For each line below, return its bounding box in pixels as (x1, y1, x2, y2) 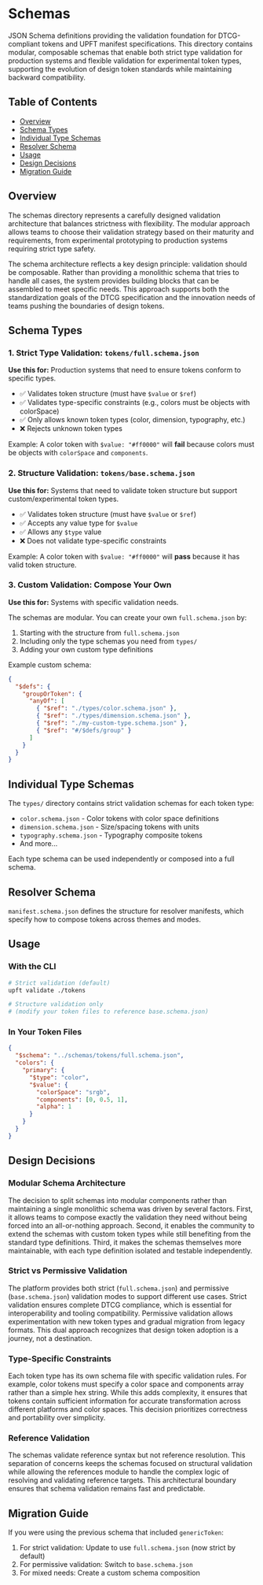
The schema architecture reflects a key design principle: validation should (8, 259, 247, 269)
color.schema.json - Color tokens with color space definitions (19, 814, 220, 823)
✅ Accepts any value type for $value (19, 518, 138, 528)
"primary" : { (22, 1067, 65, 1075)
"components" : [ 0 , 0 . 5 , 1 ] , (36, 1096, 128, 1104)
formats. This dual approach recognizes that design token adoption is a (8, 1325, 239, 1334)
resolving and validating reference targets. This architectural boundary (8, 1475, 237, 1485)
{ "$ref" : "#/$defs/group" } (36, 726, 132, 734)
